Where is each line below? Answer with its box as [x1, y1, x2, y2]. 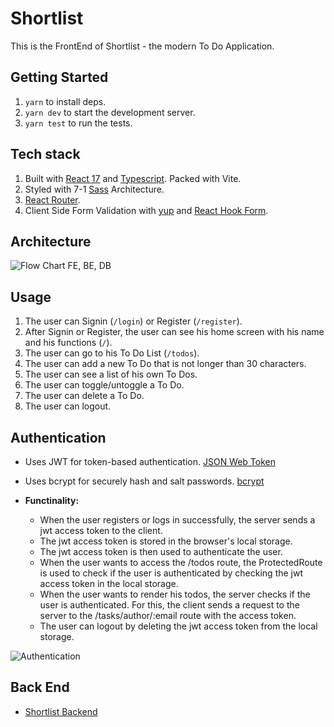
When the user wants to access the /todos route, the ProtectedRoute [39, 557, 323, 568]
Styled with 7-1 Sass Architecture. [24, 183, 165, 195]
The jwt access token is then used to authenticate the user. [39, 546, 283, 557]
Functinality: [24, 495, 80, 506]
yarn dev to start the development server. [24, 106, 196, 118]
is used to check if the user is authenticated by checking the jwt [39, 567, 304, 579]
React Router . [24, 193, 81, 206]
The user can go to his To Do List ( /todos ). [24, 347, 200, 359]
